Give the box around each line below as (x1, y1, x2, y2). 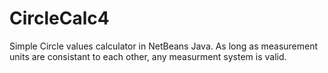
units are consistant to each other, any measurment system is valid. (9, 50, 287, 62)
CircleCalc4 (9, 7, 110, 30)
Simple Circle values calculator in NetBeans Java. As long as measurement (9, 40, 319, 52)
